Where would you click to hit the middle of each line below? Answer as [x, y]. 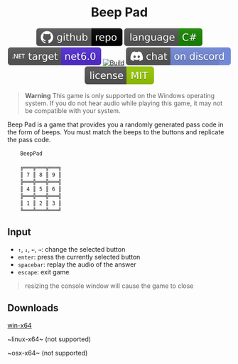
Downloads [33, 308]
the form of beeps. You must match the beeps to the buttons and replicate [116, 132]
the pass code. [29, 139]
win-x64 [20, 325]
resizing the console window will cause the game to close [109, 286]
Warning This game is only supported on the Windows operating [120, 95]
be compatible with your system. [72, 110]
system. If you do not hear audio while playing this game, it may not [124, 103]
